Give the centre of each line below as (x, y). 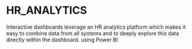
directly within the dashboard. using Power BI (62, 39)
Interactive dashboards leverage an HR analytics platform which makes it (96, 27)
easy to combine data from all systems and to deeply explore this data (93, 33)
